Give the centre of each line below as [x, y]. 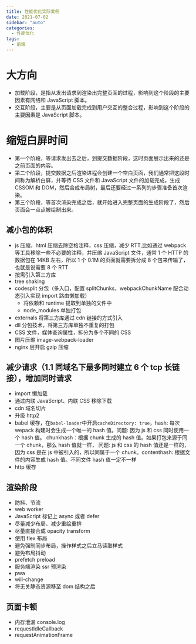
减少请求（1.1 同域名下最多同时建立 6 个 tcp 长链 [93, 367]
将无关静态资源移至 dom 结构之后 [55, 586]
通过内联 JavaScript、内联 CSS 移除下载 [63, 401]
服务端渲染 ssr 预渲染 [40, 567]
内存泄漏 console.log [40, 622]
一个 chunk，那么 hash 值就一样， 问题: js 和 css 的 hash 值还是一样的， [102, 445]
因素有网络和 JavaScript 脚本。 [52, 100]
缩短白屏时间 [37, 141]
